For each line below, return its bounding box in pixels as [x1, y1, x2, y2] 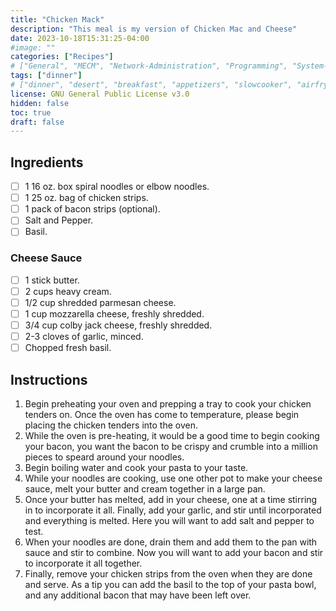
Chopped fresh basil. [24, 342, 112, 354]
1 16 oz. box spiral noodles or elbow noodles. [24, 181, 210, 193]
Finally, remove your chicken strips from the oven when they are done [24, 567, 313, 580]
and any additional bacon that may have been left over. [24, 589, 252, 601]
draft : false [10, 117, 65, 127]
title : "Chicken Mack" [10, 14, 105, 25]
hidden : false [10, 98, 70, 108]
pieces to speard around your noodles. [24, 451, 185, 463]
